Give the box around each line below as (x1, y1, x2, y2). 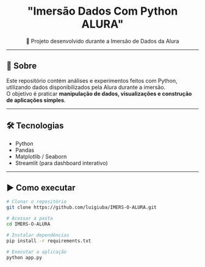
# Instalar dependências (6, 232, 70, 238)
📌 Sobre (6, 61, 37, 71)
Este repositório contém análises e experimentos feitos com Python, (6, 77, 178, 84)
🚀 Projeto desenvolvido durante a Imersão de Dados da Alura (26, 37, 179, 44)
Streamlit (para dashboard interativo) (15, 159, 108, 166)
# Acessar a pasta (6, 215, 53, 222)
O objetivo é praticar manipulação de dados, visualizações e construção (6, 90, 192, 97)
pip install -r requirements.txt (6, 238, 92, 244)
